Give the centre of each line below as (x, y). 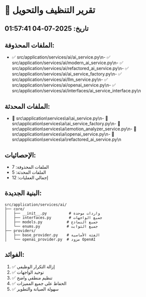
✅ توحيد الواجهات (28, 272)
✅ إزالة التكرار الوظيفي (33, 266)
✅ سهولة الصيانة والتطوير (35, 289)
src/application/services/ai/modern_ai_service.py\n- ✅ (68, 63)
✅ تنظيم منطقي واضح (32, 278)
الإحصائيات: (20, 155)
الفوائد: (15, 255)
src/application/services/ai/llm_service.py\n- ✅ (60, 79)
